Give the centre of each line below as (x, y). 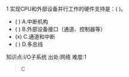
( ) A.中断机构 (31, 22)
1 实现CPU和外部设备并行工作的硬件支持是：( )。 (66, 9)
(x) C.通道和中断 (35, 37)
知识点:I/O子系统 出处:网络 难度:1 (46, 57)
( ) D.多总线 (29, 44)
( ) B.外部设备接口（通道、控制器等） (60, 29)
